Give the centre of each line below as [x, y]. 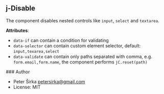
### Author [18, 72]
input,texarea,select [36, 51]
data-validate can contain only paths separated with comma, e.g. [83, 56]
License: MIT [27, 87]
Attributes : [18, 30]
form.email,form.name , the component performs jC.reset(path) [80, 62]
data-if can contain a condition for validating [61, 40]
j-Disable [20, 8]
